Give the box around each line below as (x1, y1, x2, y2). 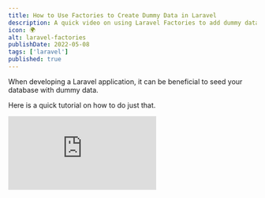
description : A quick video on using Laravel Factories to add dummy (8, 19, 242, 27)
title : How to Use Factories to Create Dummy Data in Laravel (8, 11, 217, 20)
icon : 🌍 (8, 26, 35, 34)
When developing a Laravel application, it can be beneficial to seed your (8, 76, 243, 86)
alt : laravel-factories (8, 33, 87, 42)
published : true (8, 56, 62, 64)
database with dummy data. (8, 85, 99, 94)
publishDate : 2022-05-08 (8, 41, 90, 49)
